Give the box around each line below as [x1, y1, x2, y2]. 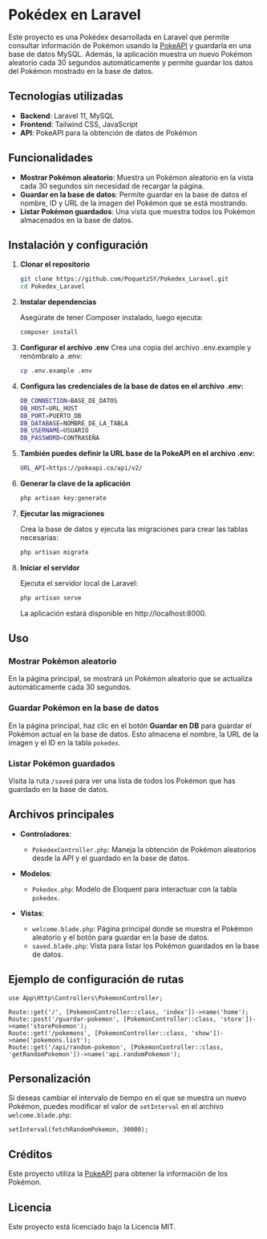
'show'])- [191, 1029, 225, 1037]
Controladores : [19, 829, 72, 839]
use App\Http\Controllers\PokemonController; [8, 993, 163, 1002]
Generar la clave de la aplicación [19, 479, 131, 488]
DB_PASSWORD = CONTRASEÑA [19, 434, 100, 442]
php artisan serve [19, 594, 82, 602]
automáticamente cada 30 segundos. [8, 682, 132, 692]
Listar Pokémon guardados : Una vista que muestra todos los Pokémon [19, 206, 256, 216]
